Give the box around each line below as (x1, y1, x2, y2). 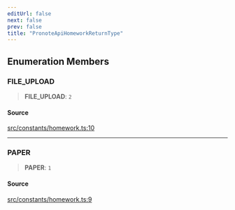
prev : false (7, 23, 42, 30)
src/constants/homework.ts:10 (7, 123, 95, 133)
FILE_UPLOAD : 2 (24, 92, 72, 100)
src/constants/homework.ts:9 (7, 195, 92, 203)
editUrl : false (7, 10, 52, 17)
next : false (7, 17, 42, 24)
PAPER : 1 (24, 163, 52, 172)
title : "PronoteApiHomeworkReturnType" (7, 29, 124, 37)
